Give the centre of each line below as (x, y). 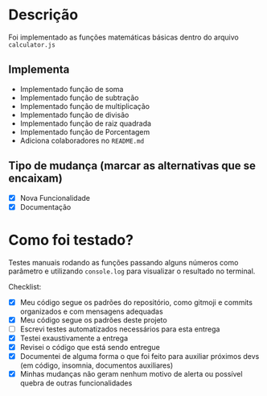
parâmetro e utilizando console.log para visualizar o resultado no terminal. (132, 271)
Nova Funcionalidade (55, 198)
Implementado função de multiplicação (85, 106)
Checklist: (25, 286)
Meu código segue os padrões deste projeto (93, 319)
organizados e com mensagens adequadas (91, 311)
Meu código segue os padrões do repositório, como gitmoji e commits (136, 302)
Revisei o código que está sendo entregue (90, 347)
